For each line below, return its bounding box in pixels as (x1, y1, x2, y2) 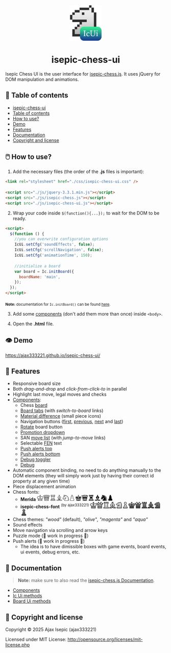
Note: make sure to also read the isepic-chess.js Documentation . (17, 577, 155, 584)
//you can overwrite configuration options (14, 236, 109, 242)
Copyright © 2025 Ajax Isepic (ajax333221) (5, 626, 97, 633)
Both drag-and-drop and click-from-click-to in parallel (12, 386, 127, 392)
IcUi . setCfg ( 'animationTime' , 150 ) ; (14, 253, 93, 258)
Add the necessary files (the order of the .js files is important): (12, 168, 144, 175)
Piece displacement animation (12, 483, 77, 490)
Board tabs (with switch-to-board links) (20, 407, 104, 414)
